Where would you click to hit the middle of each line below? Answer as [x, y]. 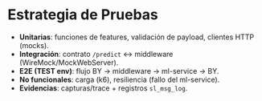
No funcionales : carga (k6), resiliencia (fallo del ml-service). [119, 79]
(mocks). [34, 45]
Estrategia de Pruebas [83, 15]
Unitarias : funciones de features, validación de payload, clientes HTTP [137, 37]
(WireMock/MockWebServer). [69, 63]
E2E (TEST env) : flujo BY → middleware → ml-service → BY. [119, 71]
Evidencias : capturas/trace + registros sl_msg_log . [103, 88]
